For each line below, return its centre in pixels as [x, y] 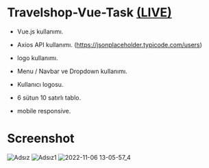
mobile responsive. [44, 111]
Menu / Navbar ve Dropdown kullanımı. [72, 71]
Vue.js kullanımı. [40, 31]
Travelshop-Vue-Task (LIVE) [90, 13]
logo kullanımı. [37, 58]
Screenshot [41, 139]
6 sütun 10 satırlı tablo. [49, 98]
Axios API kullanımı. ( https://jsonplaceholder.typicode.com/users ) [109, 44]
